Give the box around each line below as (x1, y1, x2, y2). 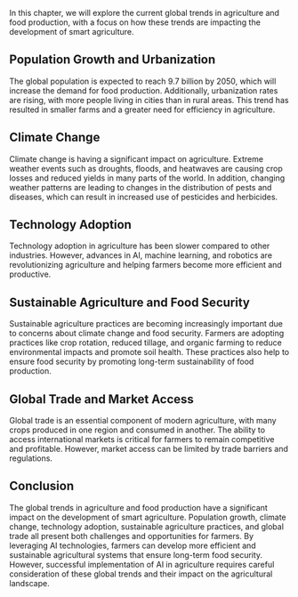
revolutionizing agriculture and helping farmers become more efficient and (9, 260, 282, 270)
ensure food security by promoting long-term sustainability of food (9, 356, 254, 367)
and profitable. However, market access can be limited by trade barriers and (9, 444, 289, 455)
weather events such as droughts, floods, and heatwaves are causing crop (9, 163, 283, 173)
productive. (9, 269, 52, 279)
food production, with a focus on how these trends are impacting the (9, 17, 261, 28)
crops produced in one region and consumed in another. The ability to (9, 424, 265, 435)
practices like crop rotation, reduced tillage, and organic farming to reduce (9, 337, 282, 348)
